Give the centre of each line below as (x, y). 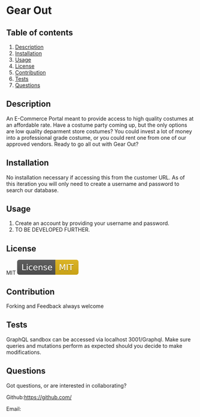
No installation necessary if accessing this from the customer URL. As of (96, 177)
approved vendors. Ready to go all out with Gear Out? (72, 144)
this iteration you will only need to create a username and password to (93, 184)
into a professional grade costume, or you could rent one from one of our (96, 137)
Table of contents (40, 33)
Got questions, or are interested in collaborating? (66, 385)
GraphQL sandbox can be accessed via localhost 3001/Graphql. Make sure (99, 339)
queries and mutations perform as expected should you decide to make (94, 346)
